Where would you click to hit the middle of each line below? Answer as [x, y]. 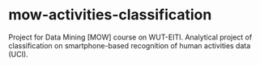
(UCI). [18, 54]
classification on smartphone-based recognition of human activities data [130, 45]
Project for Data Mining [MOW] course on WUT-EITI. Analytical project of [130, 37]
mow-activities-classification [110, 15]
